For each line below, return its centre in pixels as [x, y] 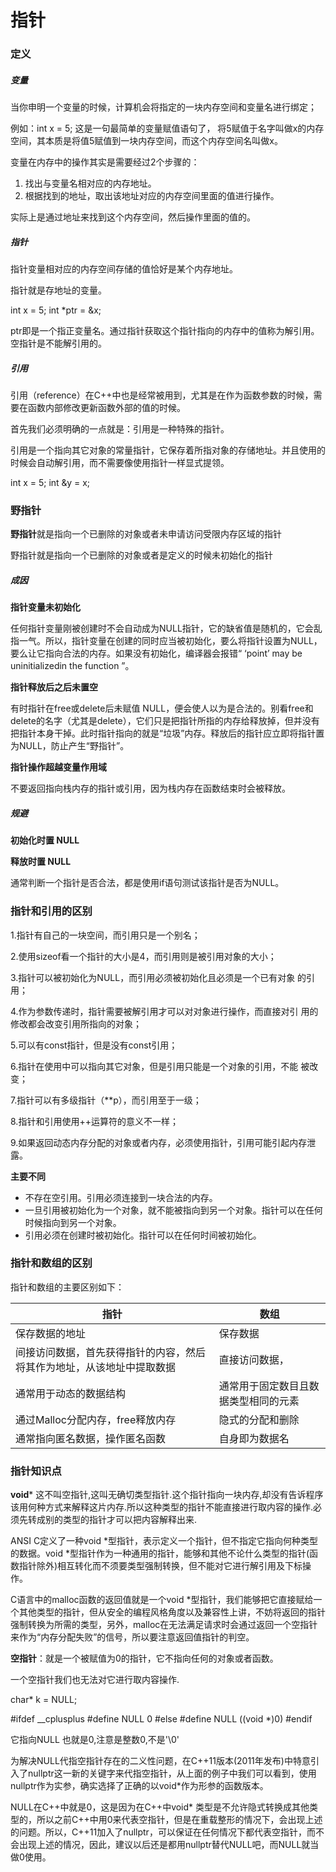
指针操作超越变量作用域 [58, 767]
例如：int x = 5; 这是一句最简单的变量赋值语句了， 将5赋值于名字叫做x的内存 [167, 128]
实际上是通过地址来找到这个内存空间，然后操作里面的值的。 [133, 217]
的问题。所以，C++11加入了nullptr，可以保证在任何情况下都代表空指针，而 [163, 1832]
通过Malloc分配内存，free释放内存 [96, 1419]
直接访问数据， [254, 1359]
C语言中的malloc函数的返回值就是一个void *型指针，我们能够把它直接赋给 [162, 1600]
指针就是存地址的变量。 [58, 290]
